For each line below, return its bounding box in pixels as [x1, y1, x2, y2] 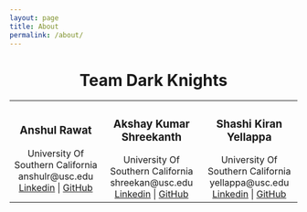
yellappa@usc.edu [209, 176, 290, 189]
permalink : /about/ [9, 30, 84, 39]
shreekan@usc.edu [110, 176, 194, 189]
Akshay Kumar [112, 116, 190, 131]
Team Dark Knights [79, 69, 228, 90]
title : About [9, 22, 59, 31]
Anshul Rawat [19, 123, 92, 138]
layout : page [9, 13, 59, 23]
